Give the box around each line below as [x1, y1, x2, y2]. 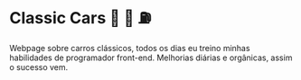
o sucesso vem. [9, 61, 69, 72]
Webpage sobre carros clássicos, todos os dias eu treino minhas [9, 42, 250, 53]
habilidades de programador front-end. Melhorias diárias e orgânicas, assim [9, 52, 293, 63]
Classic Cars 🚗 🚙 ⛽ [9, 8, 152, 29]
